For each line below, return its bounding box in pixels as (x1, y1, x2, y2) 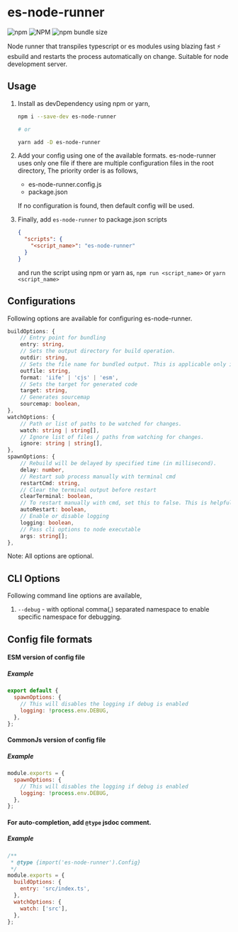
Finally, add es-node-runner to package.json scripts (17, 215, 168, 224)
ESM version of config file (7, 653, 85, 661)
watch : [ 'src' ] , (20, 905, 69, 912)
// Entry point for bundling (20, 335, 106, 342)
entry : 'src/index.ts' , (20, 885, 91, 892)
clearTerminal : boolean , (20, 493, 93, 500)
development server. (7, 60, 68, 68)
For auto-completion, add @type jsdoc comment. (7, 818, 152, 826)
